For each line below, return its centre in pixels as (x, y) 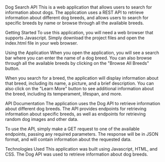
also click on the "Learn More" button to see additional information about (80, 88)
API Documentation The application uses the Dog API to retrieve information (83, 103)
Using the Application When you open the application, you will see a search (82, 53)
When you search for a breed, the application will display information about (82, 78)
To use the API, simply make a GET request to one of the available (72, 129)
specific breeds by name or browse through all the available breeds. (75, 23)
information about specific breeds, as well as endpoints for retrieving (76, 114)
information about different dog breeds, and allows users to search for (77, 18)
